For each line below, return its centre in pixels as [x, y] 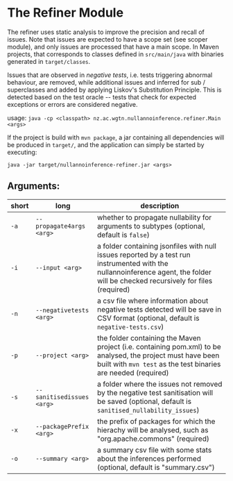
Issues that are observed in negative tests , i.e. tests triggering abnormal [110, 75]
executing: [22, 152]
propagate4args [60, 226]
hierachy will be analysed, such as [153, 430]
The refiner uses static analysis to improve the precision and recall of [106, 32]
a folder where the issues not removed [159, 384]
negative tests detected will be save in [159, 309]
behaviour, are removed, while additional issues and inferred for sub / [106, 82]
